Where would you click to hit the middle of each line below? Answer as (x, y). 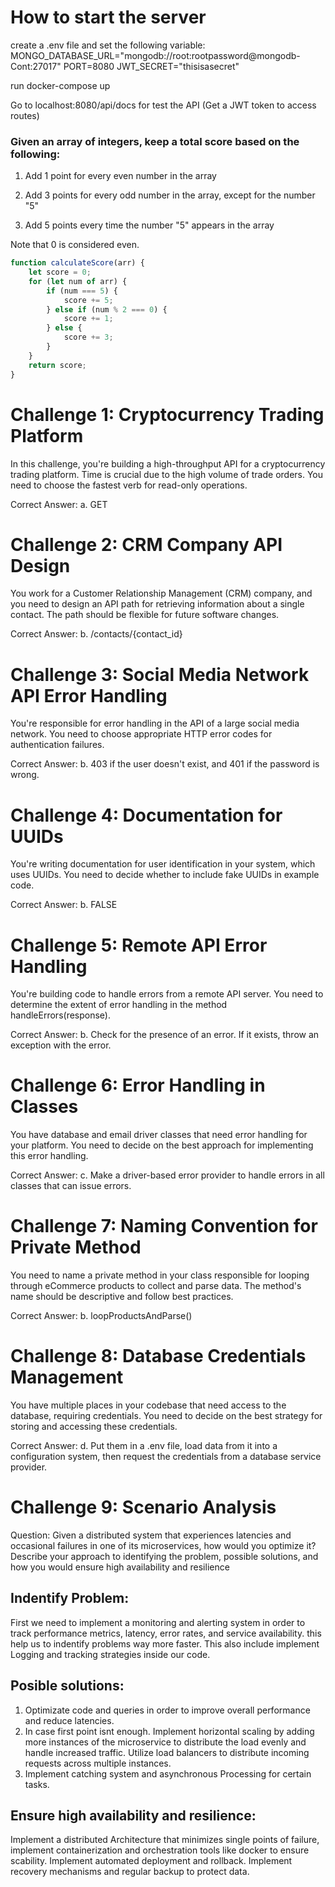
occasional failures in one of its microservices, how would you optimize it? (163, 1546)
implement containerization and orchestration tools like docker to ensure (160, 1850)
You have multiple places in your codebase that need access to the (148, 1405)
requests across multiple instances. (98, 1763)
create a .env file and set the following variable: (108, 45)
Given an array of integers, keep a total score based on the (155, 141)
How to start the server (108, 17)
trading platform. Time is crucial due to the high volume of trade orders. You (167, 474)
